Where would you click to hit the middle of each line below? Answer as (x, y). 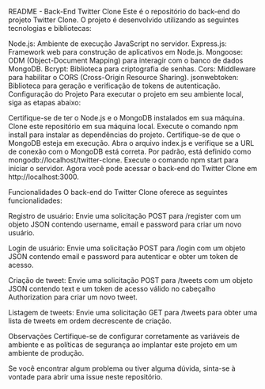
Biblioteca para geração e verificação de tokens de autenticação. (114, 86)
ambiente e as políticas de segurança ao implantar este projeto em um (123, 345)
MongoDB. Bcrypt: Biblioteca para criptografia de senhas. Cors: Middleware (132, 69)
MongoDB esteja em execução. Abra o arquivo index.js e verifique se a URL (131, 143)
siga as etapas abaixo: (45, 103)
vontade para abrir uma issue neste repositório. (85, 377)
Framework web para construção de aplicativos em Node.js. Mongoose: (126, 52)
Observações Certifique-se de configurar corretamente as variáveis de (124, 336)
